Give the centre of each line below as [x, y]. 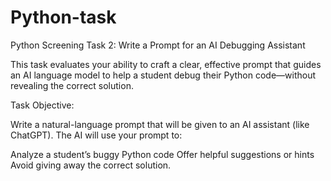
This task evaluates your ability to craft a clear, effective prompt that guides [166, 64]
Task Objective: [42, 105]
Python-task [63, 17]
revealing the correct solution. [72, 85]
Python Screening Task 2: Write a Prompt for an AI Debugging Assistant [158, 45]
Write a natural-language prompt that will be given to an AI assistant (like [160, 124]
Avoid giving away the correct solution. [91, 165]
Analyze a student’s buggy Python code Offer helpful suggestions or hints [162, 154]
